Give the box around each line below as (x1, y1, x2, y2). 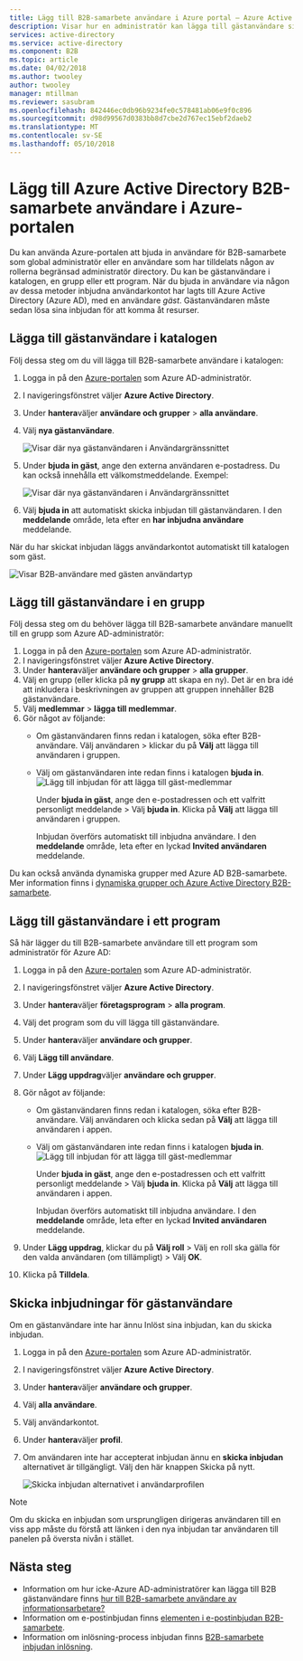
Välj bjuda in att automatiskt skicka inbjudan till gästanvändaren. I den (22, 504, 282, 516)
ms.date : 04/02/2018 (9, 64, 87, 73)
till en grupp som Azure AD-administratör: (9, 628, 165, 639)
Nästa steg (9, 1560, 72, 1575)
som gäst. (9, 551, 47, 562)
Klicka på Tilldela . (22, 1269, 90, 1280)
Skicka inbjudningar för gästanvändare (9, 1296, 234, 1311)
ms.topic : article (9, 55, 78, 64)
